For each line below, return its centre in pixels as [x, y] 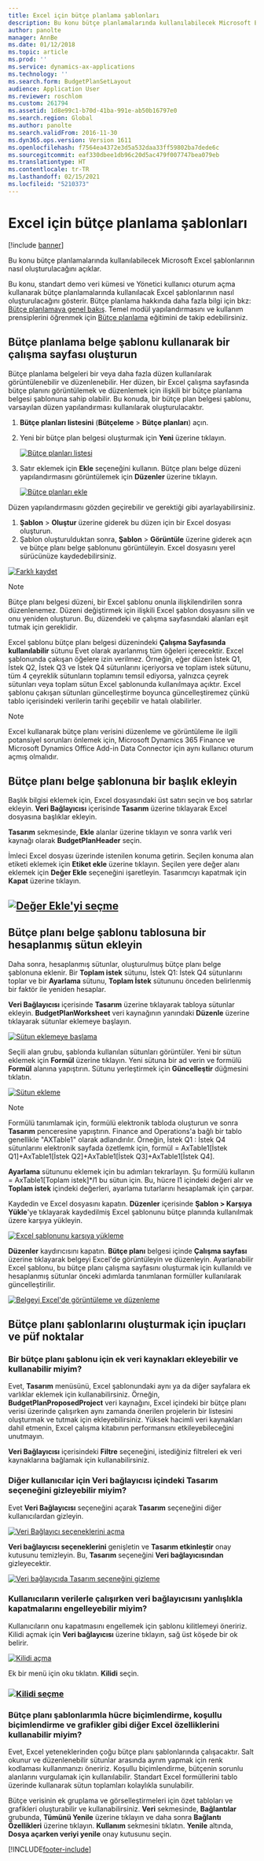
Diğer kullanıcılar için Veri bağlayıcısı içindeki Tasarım [113, 1481]
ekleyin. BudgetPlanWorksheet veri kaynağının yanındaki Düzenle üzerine [129, 1013]
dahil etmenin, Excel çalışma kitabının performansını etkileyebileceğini [121, 1428]
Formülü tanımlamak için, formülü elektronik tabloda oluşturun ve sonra [123, 1123]
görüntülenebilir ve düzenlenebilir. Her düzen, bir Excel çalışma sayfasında [128, 382]
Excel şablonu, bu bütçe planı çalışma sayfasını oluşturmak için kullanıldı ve [130, 1267]
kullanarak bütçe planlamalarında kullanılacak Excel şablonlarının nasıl [121, 292]
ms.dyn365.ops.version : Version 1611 [70, 140]
